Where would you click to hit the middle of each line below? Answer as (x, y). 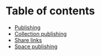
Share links (28, 40)
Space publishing (36, 46)
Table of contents (50, 11)
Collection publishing (41, 33)
